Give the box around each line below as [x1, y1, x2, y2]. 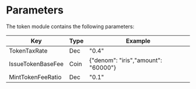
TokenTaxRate [9, 46, 48, 54]
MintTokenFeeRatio [9, 73, 62, 81]
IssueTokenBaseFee [9, 60, 64, 68]
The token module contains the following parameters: [6, 23, 135, 30]
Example [125, 36, 150, 44]
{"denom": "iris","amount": [89, 56, 162, 64]
